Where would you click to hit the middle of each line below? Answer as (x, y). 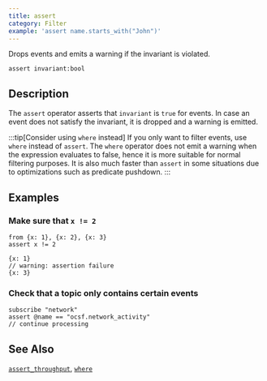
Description (39, 94)
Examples (34, 197)
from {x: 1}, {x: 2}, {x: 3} (58, 237)
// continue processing (49, 324)
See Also (31, 349)
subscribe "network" (43, 310)
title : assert (32, 16)
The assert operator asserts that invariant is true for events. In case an (129, 113)
